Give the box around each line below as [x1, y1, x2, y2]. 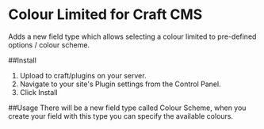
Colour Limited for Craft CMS [8, 6, 203, 24]
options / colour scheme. [8, 40, 90, 49]
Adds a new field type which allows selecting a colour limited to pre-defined [8, 32, 257, 41]
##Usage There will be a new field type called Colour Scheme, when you [8, 103, 247, 112]
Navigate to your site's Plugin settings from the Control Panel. [19, 79, 221, 89]
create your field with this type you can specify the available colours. [8, 111, 234, 120]
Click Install [19, 87, 58, 97]
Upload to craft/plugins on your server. [19, 70, 147, 80]
